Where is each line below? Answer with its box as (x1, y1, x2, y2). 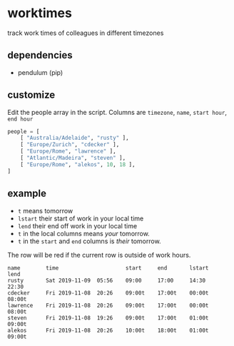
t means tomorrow (17, 206, 73, 215)
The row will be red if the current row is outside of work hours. (7, 250, 191, 259)
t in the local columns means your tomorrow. (17, 229, 150, 238)
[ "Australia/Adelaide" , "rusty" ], (20, 134, 130, 142)
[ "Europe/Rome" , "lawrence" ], (20, 148, 116, 155)
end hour (7, 116, 34, 123)
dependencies (7, 49, 73, 61)
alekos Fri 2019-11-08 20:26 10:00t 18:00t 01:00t (7, 327, 209, 334)
